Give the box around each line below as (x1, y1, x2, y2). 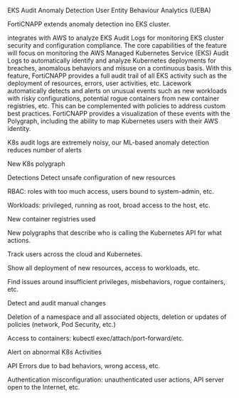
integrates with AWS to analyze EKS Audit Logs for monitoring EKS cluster (7, 33, 224, 42)
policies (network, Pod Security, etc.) (7, 320, 116, 328)
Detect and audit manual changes (7, 299, 107, 307)
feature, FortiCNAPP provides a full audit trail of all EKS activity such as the (7, 71, 228, 80)
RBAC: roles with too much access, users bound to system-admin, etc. (7, 187, 215, 195)
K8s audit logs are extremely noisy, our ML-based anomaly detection (7, 138, 210, 147)
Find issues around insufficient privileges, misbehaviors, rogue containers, (7, 278, 225, 286)
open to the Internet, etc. (7, 383, 80, 391)
